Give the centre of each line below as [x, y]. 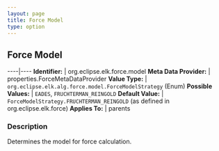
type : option [26, 26]
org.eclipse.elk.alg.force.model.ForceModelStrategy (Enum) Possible [110, 86]
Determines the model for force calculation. [70, 142]
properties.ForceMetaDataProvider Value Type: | [77, 79]
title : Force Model [35, 20]
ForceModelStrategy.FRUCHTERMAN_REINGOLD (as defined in [89, 101]
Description [27, 127]
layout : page [26, 14]
